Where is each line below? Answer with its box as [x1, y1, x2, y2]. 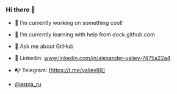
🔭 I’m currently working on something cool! [14, 19, 123, 27]
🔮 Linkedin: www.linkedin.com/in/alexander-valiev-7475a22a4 [14, 55, 171, 62]
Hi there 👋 [5, 5, 36, 14]
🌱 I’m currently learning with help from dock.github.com [14, 31, 155, 38]
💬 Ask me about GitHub [14, 42, 74, 50]
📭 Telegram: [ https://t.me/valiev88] [14, 67, 105, 74]
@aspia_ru [14, 81, 42, 88]
